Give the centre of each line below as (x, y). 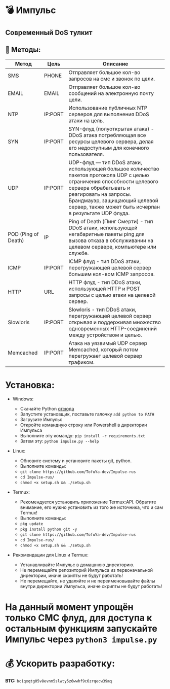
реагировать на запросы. (100, 194)
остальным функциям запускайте (81, 628)
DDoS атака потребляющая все (107, 135)
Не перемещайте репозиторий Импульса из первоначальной (87, 570)
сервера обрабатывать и (99, 188)
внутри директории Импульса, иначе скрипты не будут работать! (91, 587)
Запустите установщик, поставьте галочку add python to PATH (87, 414)
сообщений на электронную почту (111, 93)
